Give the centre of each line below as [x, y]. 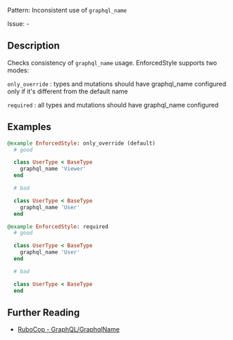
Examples [29, 127]
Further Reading [44, 312]
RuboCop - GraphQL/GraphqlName [68, 329]
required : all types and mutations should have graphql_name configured [113, 105]
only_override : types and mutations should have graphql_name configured [117, 84]
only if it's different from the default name [68, 91]
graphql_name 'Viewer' [53, 169]
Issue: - [18, 24]
